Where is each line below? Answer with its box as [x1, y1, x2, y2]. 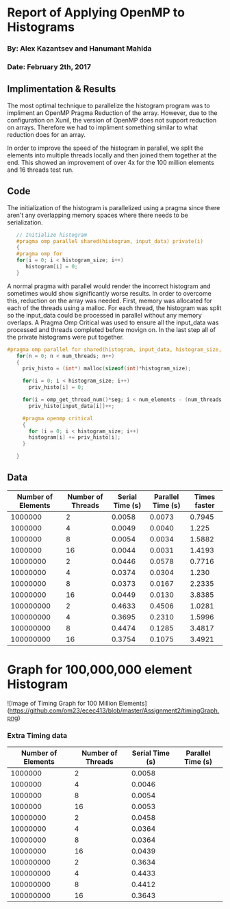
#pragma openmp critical [22, 415, 94, 422]
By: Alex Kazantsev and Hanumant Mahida [7, 44, 152, 53]
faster [194, 500, 215, 510]
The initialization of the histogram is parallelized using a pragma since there [7, 203, 220, 212]
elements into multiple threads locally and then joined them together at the [7, 151, 217, 159]
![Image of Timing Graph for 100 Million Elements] [7, 699, 147, 707]
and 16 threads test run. [7, 166, 74, 174]
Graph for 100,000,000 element [7, 662, 192, 678]
